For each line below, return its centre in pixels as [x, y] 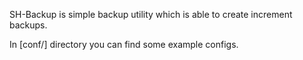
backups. [28, 25]
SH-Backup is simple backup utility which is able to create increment [151, 14]
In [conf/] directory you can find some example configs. [124, 44]
